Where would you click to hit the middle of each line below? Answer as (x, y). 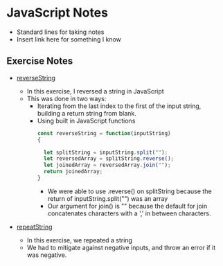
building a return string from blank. (87, 113)
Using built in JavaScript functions (86, 121)
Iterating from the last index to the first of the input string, (119, 106)
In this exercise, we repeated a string (80, 240)
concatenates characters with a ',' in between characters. (129, 213)
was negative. (47, 255)
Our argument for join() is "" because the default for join (127, 206)
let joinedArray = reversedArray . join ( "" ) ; (107, 165)
